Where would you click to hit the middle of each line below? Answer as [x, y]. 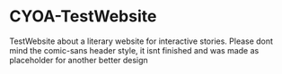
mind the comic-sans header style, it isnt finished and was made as [134, 50]
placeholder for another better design [79, 60]
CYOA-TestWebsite [83, 16]
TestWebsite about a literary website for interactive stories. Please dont [141, 41]
